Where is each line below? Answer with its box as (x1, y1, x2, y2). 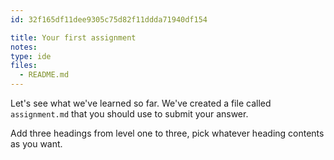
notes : (10, 42, 38, 52)
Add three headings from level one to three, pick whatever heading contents (10, 127, 325, 139)
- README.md (19, 70, 70, 80)
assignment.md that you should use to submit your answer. (10, 108, 249, 120)
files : (10, 61, 38, 71)
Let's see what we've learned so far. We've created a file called (10, 97, 272, 109)
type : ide (10, 51, 52, 61)
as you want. (10, 138, 63, 150)
